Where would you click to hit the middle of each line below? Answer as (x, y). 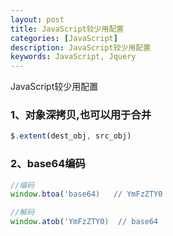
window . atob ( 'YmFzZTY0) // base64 (84, 222)
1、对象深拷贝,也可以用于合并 (81, 115)
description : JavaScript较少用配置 (81, 47)
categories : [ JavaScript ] (64, 38)
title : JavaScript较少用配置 (67, 29)
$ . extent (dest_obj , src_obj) (71, 136)
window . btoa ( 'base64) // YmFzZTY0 (86, 194)
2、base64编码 (48, 164)
